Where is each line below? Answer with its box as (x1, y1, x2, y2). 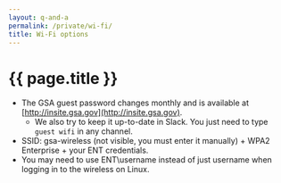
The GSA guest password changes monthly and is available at (21, 97, 250, 108)
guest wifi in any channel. (34, 126, 133, 137)
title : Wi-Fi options (8, 29, 89, 38)
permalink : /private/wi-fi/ (8, 21, 113, 30)
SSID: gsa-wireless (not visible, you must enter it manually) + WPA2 (21, 136, 270, 146)
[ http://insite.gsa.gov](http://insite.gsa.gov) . (21, 107, 183, 118)
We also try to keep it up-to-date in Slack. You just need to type (34, 117, 269, 128)
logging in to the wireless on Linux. (21, 164, 150, 175)
